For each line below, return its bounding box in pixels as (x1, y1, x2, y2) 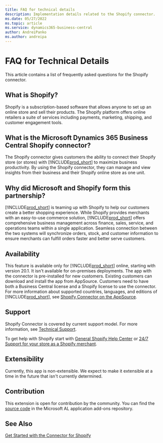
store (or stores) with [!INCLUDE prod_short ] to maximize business (5, 159, 138, 165)
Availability (5, 250, 40, 258)
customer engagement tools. (5, 119, 63, 125)
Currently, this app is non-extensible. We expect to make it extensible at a (5, 368, 153, 374)
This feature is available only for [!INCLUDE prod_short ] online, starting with (5, 263, 156, 269)
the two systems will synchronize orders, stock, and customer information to (5, 231, 159, 236)
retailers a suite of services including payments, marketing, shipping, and (5, 114, 152, 120)
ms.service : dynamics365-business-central (5, 25, 92, 30)
